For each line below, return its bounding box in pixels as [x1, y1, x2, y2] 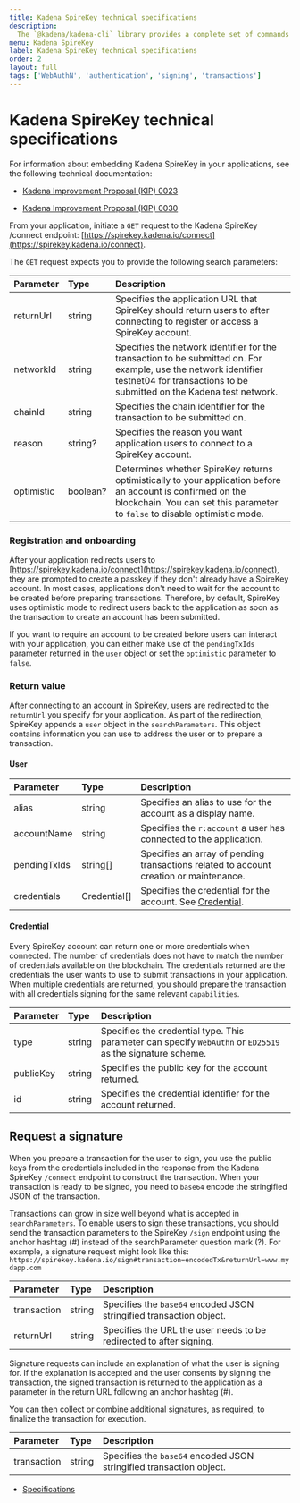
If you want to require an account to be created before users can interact [9, 628, 278, 640]
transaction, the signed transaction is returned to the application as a [9, 1377, 263, 1388]
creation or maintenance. [140, 870, 246, 882]
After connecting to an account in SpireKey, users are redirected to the [9, 700, 270, 711]
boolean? [67, 485, 107, 497]
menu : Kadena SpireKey [9, 38, 94, 47]
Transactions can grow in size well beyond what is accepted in [9, 1208, 239, 1219]
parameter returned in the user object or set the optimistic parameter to [9, 648, 277, 658]
